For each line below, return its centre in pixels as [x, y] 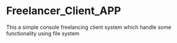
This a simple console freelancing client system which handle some [89, 27]
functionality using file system [43, 33]
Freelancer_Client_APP [64, 11]
